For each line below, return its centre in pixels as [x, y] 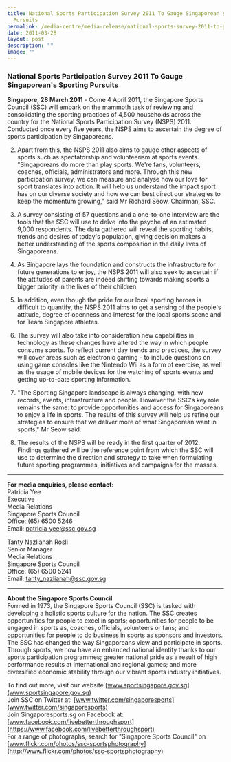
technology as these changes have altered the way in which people [112, 343]
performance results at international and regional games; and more [102, 665]
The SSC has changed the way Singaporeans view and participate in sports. [115, 643]
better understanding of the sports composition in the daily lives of [111, 244]
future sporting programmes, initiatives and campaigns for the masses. [118, 465]
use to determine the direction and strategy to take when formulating [114, 458]
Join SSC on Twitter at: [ [42, 700]
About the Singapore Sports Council [60, 598]
